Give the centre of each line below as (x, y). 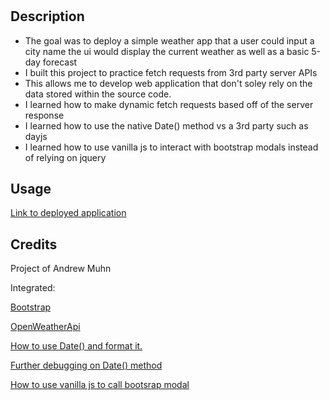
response (44, 115)
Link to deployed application (68, 213)
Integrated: (33, 288)
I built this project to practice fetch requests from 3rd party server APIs (171, 72)
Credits (34, 244)
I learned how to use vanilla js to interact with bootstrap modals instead (171, 147)
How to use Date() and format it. (76, 346)
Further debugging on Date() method (86, 365)
